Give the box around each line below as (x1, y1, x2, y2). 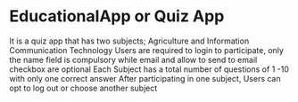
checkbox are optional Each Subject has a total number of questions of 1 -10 (9, 64, 290, 75)
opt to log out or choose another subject (9, 82, 158, 93)
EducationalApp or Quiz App (9, 6, 225, 27)
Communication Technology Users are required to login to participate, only (9, 44, 284, 55)
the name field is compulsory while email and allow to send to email (9, 54, 258, 65)
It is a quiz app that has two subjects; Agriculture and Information (9, 35, 250, 46)
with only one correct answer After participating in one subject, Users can (9, 73, 281, 83)
